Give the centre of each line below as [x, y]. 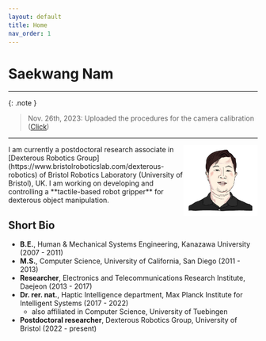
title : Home [28, 25]
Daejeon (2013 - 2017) [56, 286]
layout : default [35, 17]
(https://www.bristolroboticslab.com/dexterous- [86, 167]
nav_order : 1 [30, 33]
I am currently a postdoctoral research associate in [91, 150]
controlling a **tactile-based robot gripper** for [86, 192]
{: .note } [23, 103]
